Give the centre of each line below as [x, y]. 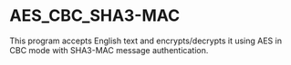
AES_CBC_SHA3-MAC [95, 16]
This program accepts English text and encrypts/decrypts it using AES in [146, 41]
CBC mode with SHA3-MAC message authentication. [109, 50]
